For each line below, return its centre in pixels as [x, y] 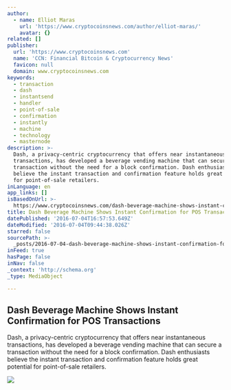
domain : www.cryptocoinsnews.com [61, 71]
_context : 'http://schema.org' [52, 269]
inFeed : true [26, 251]
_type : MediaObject [35, 276]
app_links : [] [27, 193]
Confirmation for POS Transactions [84, 321]
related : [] [24, 39]
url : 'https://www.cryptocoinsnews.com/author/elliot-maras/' [110, 26]
